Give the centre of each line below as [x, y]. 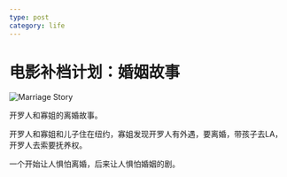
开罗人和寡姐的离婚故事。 [56, 115]
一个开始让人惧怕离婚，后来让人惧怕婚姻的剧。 [94, 164]
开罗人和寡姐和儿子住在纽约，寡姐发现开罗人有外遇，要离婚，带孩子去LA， [146, 135]
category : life [37, 26]
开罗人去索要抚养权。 [48, 145]
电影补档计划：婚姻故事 [95, 72]
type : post [29, 17]
